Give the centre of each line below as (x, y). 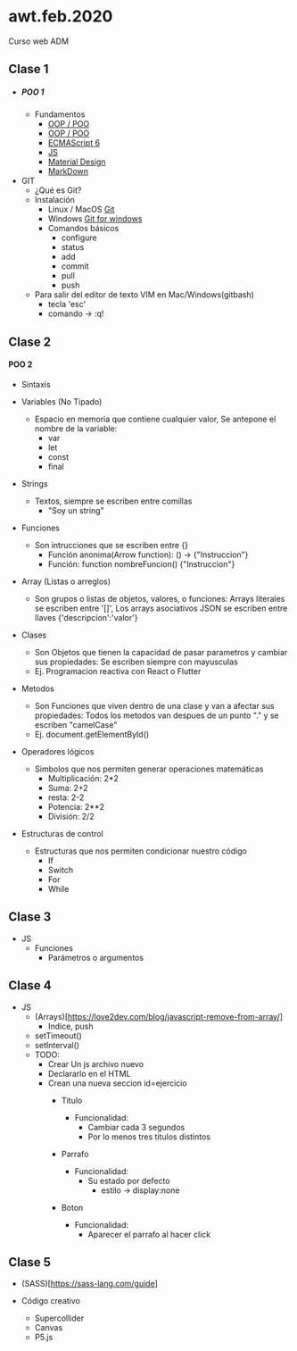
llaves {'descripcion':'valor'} (86, 617)
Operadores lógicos (58, 751)
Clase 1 (29, 69)
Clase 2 (29, 342)
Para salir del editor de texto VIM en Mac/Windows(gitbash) (144, 295)
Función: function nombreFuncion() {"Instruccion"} (141, 563)
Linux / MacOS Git (81, 209)
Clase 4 (30, 985)
